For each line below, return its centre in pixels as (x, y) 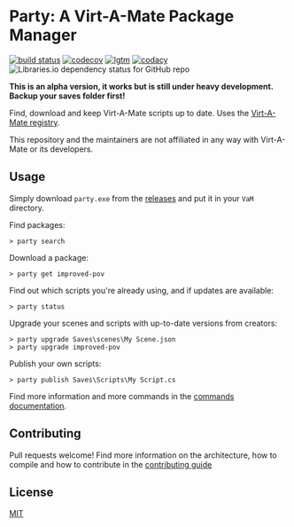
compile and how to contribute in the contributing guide (111, 464)
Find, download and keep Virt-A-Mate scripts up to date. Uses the (129, 113)
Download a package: (49, 257)
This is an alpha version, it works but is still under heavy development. (141, 86)
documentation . (38, 405)
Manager (43, 35)
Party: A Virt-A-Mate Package (122, 16)
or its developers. (62, 149)
